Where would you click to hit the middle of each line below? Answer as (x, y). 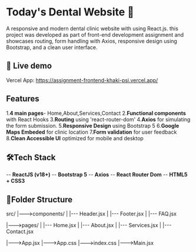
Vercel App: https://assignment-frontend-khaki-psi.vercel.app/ (82, 80)
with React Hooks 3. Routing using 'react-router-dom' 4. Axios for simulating (98, 119)
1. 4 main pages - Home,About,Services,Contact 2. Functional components (96, 113)
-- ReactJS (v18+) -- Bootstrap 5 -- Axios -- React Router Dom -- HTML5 (97, 175)
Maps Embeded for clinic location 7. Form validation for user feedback (92, 132)
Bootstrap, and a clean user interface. (52, 47)
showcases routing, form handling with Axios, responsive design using (92, 41)
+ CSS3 (16, 181)
